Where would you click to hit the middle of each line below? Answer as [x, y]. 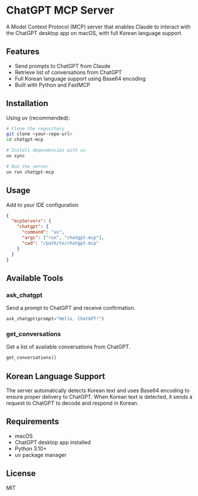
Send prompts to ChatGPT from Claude [62, 66]
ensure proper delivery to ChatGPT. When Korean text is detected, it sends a [99, 396]
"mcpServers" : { [31, 221]
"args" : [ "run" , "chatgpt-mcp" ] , [63, 238]
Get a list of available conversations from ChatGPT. [68, 347]
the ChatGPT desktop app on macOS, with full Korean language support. [95, 33]
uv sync [16, 156]
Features [23, 52]
